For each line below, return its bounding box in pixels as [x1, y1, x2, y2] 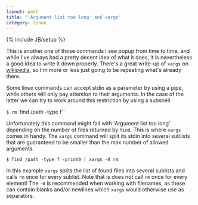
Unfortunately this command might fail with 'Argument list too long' [6, 120, 171, 127]
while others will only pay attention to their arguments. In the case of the [6, 90, 184, 98]
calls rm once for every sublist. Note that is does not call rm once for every [6, 174, 188, 181]
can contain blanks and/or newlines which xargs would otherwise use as [6, 186, 184, 193]
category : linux [6, 20, 47, 26]
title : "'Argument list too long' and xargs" [6, 14, 121, 20]
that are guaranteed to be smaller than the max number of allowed [6, 139, 169, 146]
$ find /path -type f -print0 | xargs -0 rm [6, 157, 119, 163]
